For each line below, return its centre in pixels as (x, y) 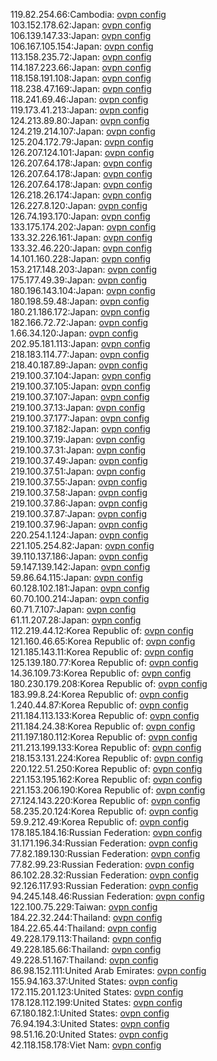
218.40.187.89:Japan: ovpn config (79, 365)
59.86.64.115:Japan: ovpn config (76, 577)
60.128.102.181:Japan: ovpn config (80, 588)
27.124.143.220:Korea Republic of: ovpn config (105, 800)
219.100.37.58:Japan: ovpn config (79, 492)
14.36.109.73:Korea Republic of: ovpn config (101, 673)
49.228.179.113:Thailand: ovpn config (86, 938)
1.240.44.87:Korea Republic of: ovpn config (99, 705)
